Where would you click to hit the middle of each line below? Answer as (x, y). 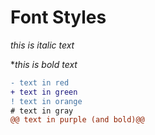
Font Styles (58, 17)
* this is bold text (44, 64)
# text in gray (42, 111)
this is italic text (42, 45)
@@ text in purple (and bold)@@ (77, 120)
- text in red (40, 82)
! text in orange (46, 101)
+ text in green (44, 92)
